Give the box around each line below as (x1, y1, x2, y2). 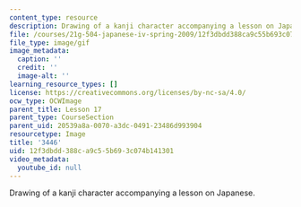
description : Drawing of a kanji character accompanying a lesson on (9, 22, 275, 30)
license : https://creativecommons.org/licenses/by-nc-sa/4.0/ (9, 88, 246, 97)
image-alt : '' (17, 72, 70, 81)
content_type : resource (9, 13, 99, 22)
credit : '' (17, 64, 58, 73)
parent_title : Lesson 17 (9, 105, 102, 114)
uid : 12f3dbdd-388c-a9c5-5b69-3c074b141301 (9, 146, 175, 155)
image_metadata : (9, 47, 70, 56)
